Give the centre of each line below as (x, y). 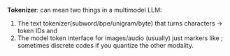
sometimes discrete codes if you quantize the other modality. (106, 45)
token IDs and (37, 31)
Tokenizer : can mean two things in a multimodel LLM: (85, 10)
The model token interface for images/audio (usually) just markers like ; (120, 38)
